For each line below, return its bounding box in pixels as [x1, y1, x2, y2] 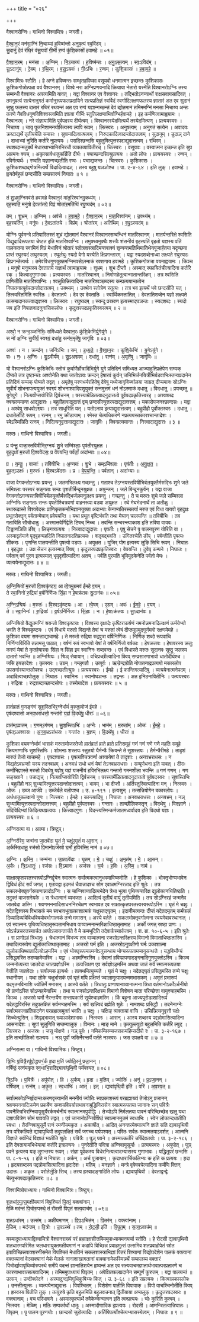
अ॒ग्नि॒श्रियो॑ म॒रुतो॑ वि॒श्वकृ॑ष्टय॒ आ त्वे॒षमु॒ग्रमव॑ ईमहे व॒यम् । [6, 583, 105, 590]
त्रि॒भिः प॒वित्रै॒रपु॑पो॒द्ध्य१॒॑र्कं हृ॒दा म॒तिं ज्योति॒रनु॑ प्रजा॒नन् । [6, 1058, 101, 1064]
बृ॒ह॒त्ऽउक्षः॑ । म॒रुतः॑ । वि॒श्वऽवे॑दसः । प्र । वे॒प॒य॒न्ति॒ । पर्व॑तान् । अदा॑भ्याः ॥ [6, 467, 140, 474]
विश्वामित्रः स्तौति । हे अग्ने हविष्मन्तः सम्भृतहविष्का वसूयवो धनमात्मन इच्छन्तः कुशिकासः [6, 77, 163, 84]
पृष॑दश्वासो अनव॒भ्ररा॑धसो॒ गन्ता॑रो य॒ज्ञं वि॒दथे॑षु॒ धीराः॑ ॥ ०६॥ [6, 710, 110, 717]
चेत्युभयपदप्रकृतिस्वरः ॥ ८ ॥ [6, 1175, 58, 1182]
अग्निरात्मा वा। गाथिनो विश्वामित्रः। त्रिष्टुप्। [6, 1046, 86, 1053]
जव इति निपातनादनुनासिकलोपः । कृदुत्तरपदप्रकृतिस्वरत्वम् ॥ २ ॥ [6, 304, 126, 311]
